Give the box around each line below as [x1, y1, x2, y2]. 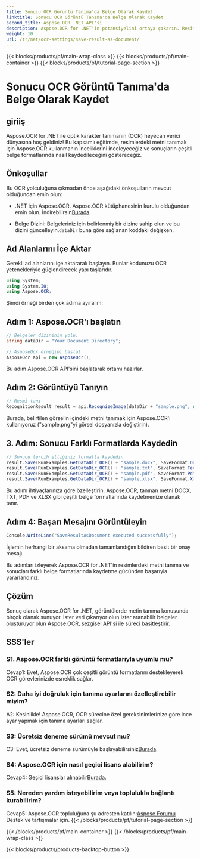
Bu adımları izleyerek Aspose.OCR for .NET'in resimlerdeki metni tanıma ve [6, 561, 189, 568]
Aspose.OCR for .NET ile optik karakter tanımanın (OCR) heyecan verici [6, 132, 180, 139]
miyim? [6, 697, 28, 706]
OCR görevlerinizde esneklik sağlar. [6, 675, 93, 682]
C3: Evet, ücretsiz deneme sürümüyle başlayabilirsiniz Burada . [6, 746, 158, 753]
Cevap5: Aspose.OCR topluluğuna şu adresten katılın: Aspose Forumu [6, 809, 176, 817]
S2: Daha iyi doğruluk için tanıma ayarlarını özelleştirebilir [6, 690, 177, 698]
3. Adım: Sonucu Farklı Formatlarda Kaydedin [6, 438, 178, 448]
